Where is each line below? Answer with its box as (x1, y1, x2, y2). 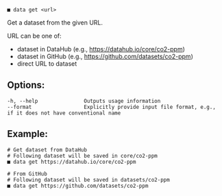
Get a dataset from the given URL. (7, 19, 103, 27)
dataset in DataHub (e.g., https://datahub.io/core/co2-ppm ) (16, 45, 185, 53)
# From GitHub (7, 170, 48, 177)
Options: (7, 79, 45, 91)
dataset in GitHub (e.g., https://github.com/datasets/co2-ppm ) (16, 52, 193, 60)
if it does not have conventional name (7, 110, 121, 117)
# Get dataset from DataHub (7, 146, 88, 154)
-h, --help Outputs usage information (7, 97, 161, 104)
